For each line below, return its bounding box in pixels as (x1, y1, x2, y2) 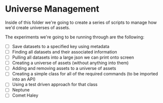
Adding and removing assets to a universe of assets (12, 66, 116, 71)
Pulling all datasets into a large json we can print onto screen (12, 54, 134, 60)
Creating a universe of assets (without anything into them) (12, 60, 129, 66)
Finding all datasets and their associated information (12, 49, 118, 54)
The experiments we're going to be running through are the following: (5, 34, 145, 40)
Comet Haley (12, 92, 38, 98)
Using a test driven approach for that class (12, 82, 98, 87)
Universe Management (5, 3, 100, 15)
